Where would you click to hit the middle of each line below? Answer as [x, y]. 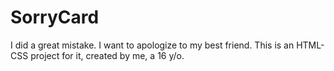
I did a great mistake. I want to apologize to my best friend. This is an [152, 45]
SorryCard [55, 17]
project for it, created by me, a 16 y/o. [107, 55]
